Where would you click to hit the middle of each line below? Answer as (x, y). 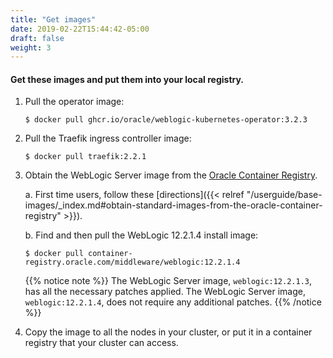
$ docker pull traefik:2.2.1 (85, 157)
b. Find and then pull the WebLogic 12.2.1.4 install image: (141, 235)
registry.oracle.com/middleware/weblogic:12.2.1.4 (132, 262)
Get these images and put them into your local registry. (127, 79)
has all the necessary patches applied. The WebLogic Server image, (165, 292)
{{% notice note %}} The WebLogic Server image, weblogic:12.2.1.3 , (168, 281)
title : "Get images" (53, 19)
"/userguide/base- (284, 195)
